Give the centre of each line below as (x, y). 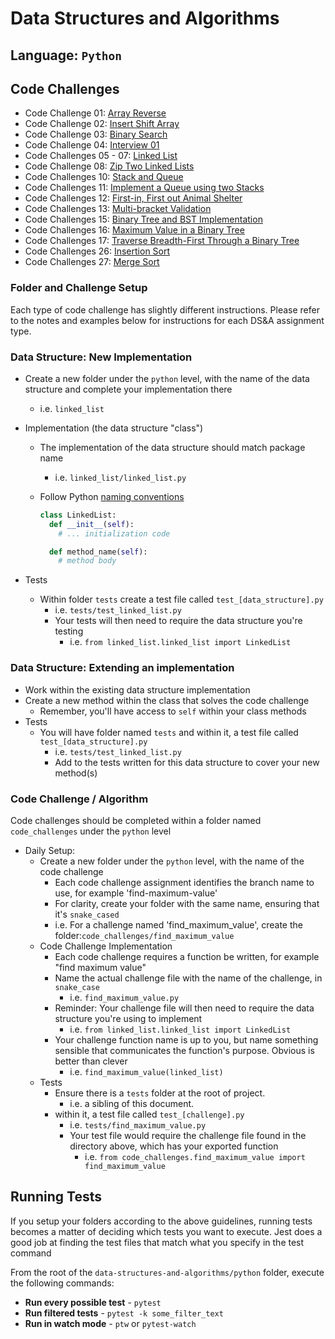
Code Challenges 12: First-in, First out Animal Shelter (133, 198)
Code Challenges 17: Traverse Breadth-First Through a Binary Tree (162, 241)
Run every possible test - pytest (93, 1302)
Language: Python (66, 55)
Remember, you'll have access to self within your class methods (173, 711)
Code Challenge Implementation (106, 946)
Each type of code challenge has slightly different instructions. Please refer (165, 309)
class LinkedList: (78, 515)
